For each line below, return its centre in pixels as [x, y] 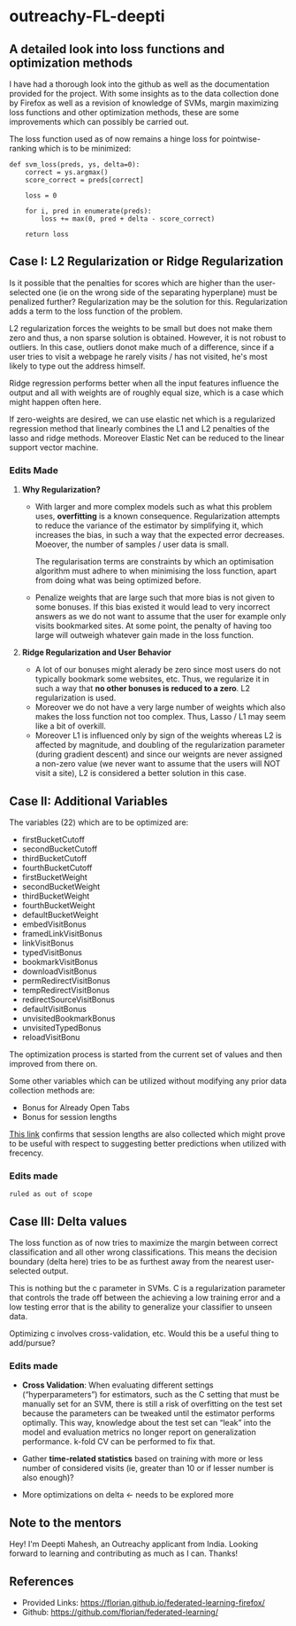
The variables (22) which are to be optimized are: [99, 822]
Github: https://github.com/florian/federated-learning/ [120, 1612]
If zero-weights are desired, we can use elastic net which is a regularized [142, 419]
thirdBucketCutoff [54, 858]
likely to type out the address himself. [77, 366]
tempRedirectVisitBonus [66, 990]
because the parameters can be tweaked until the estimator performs [148, 1413]
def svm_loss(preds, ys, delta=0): [75, 165]
